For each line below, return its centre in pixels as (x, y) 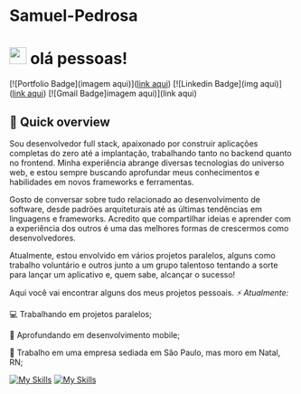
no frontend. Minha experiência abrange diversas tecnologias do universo (147, 163)
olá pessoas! (79, 59)
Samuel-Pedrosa (74, 16)
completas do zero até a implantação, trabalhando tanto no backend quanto (150, 153)
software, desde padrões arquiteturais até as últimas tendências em (136, 209)
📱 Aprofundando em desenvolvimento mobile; (95, 334)
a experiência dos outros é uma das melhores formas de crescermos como (149, 228)
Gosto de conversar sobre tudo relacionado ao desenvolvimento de (135, 199)
